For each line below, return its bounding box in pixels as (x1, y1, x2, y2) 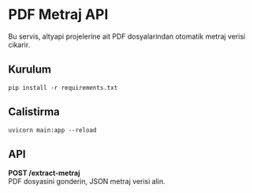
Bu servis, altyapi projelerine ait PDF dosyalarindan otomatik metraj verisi (8, 32, 246, 41)
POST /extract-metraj (8, 168, 80, 178)
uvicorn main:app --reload (8, 126, 97, 134)
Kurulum (8, 63, 52, 76)
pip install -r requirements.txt (8, 84, 118, 91)
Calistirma (8, 105, 61, 119)
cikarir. (8, 39, 31, 49)
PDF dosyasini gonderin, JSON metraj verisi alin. (8, 177, 166, 186)
